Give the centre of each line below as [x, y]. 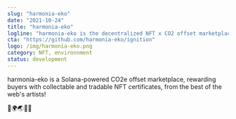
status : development [38, 59]
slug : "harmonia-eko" [39, 14]
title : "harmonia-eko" [40, 27]
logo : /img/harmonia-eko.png [50, 46]
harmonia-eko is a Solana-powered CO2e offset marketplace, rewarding [112, 79]
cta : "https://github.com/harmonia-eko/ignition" [81, 40]
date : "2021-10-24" [36, 20]
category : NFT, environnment [50, 53]
